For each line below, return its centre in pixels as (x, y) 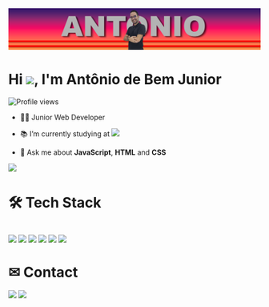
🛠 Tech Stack (55, 203)
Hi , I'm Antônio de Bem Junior (115, 80)
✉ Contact (43, 273)
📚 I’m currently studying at (65, 134)
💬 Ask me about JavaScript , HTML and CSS (93, 152)
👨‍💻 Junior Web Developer (62, 117)
